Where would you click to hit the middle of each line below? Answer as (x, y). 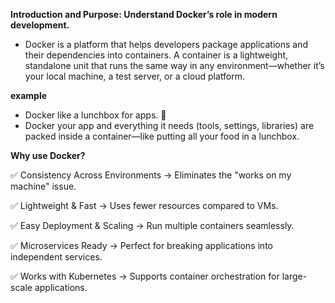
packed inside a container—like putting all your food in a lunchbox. (162, 136)
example (29, 95)
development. (40, 25)
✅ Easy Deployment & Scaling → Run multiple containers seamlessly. (152, 225)
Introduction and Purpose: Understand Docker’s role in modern (144, 14)
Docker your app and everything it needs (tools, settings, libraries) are (169, 125)
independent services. (56, 257)
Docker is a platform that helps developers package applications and (166, 44)
